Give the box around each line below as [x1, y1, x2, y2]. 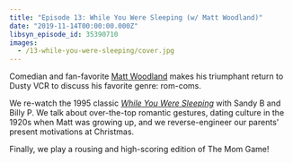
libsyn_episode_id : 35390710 [9, 30, 119, 39]
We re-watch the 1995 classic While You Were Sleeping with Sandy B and [9, 98, 281, 108]
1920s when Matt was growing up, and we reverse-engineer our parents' [9, 117, 280, 128]
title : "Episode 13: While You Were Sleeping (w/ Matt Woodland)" [9, 13, 263, 22]
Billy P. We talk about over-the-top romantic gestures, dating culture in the [9, 107, 285, 118]
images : [9, 38, 39, 47]
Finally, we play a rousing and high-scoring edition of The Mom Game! [9, 144, 270, 155]
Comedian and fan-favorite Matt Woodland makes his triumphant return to [9, 71, 284, 81]
